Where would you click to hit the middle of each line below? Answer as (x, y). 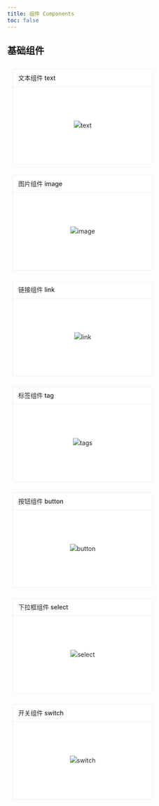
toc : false (23, 20)
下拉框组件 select (43, 607)
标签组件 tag (36, 396)
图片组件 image (41, 184)
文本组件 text (37, 78)
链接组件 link (37, 290)
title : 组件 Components (41, 14)
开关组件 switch (41, 713)
